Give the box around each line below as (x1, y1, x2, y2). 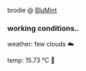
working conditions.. (7, 23, 80, 33)
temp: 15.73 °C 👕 (7, 56, 55, 65)
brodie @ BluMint (7, 6, 57, 14)
